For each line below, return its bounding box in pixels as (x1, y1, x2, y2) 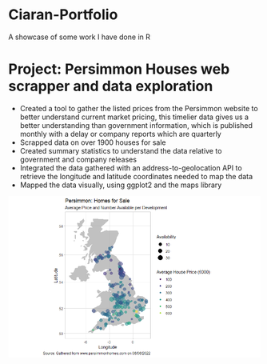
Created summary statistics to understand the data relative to (19, 146, 222, 155)
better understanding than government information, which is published (19, 120, 253, 130)
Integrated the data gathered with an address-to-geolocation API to (19, 162, 242, 173)
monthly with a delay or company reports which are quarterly (19, 129, 221, 138)
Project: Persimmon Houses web (8, 60, 230, 78)
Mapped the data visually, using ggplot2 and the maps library (19, 180, 222, 190)
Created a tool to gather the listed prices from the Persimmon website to (19, 103, 258, 113)
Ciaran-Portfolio (8, 6, 118, 24)
